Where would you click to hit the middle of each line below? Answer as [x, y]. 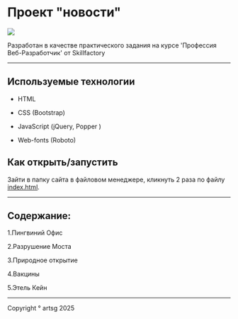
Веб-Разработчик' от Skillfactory [56, 52]
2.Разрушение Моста [40, 247]
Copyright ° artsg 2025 [41, 308]
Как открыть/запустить [63, 163]
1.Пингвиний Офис [35, 233]
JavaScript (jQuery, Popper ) [59, 126]
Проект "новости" [64, 12]
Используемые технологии [71, 82]
